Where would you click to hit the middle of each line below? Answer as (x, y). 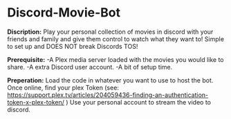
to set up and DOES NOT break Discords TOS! (73, 46)
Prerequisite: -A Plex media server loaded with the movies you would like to (115, 59)
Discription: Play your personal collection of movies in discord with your (110, 32)
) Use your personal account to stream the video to (138, 102)
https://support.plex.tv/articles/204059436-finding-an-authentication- (108, 95)
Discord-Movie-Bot (64, 13)
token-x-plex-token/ (36, 102)
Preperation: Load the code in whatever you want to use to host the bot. (110, 80)
